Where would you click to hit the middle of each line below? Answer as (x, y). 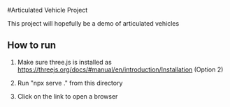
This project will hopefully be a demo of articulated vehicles (93, 23)
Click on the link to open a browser (67, 96)
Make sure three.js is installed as (64, 62)
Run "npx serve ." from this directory (70, 83)
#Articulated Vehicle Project (48, 10)
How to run (32, 46)
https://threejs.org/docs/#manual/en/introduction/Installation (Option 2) (120, 69)
